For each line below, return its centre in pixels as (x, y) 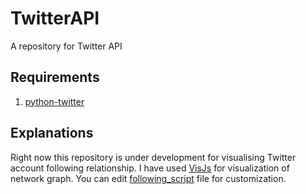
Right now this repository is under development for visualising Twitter (153, 157)
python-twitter (54, 101)
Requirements (55, 77)
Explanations (52, 133)
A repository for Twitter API (66, 46)
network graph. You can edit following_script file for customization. (148, 178)
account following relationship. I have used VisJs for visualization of (150, 168)
